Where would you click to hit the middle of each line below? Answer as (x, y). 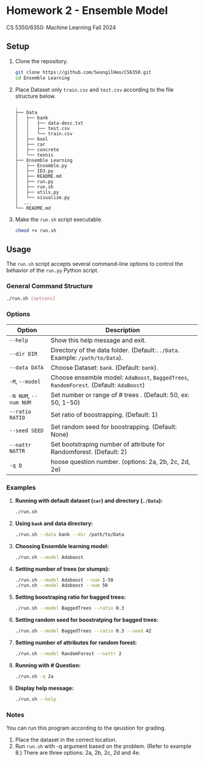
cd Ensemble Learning (42, 78)
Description (123, 330)
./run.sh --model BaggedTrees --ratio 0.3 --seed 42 (83, 631)
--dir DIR (23, 354)
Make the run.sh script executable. (59, 219)
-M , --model (25, 381)
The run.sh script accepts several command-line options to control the (95, 264)
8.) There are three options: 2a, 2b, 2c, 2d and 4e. (78, 753)
